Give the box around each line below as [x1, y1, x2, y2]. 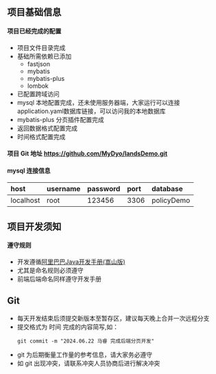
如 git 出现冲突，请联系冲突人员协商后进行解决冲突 [16, 359, 160, 367]
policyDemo [152, 196, 191, 205]
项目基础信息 [7, 6, 62, 18]
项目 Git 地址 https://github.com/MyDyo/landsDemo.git [7, 149, 168, 158]
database [152, 184, 183, 194]
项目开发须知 [7, 221, 62, 232]
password [86, 184, 121, 194]
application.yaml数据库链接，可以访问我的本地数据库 [16, 107, 166, 115]
